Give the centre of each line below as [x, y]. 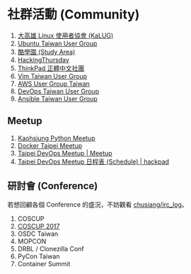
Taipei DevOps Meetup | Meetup [65, 153]
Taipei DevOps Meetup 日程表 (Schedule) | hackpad [93, 161]
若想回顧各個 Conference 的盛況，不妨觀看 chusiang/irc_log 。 [98, 204]
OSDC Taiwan [38, 234]
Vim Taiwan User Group [52, 76]
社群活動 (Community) [74, 15]
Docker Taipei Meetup [50, 145]
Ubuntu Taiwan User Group [57, 43]
